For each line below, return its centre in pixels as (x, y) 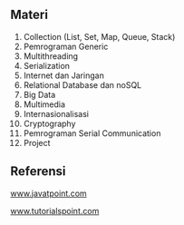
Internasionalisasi (56, 113)
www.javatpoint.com (48, 193)
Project (37, 142)
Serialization (47, 65)
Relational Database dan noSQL (82, 84)
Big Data (39, 94)
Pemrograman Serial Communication (92, 133)
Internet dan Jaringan (64, 75)
